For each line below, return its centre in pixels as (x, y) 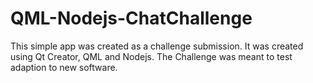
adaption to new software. (64, 67)
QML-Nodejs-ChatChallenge (131, 18)
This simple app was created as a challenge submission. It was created (157, 46)
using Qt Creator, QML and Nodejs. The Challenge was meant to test (151, 56)
